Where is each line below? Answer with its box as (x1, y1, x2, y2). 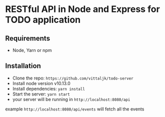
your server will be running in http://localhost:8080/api (12, 96, 130, 102)
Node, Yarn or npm (12, 47, 52, 53)
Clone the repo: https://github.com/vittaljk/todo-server (12, 75, 134, 81)
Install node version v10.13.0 (12, 80, 71, 86)
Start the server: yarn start (12, 91, 70, 97)
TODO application (5, 14, 81, 25)
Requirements (5, 34, 50, 42)
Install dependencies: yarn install (12, 85, 85, 91)
